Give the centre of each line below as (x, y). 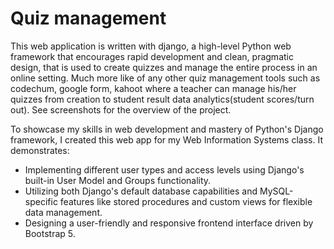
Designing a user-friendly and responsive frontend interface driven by (169, 223)
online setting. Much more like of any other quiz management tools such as (165, 78)
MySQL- (276, 191)
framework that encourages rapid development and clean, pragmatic (152, 56)
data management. (63, 212)
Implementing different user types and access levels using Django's (164, 169)
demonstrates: (40, 150)
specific (41, 201)
